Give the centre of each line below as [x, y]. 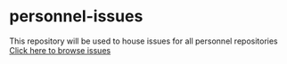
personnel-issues [76, 16]
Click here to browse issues [60, 50]
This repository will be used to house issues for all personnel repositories [143, 41]
